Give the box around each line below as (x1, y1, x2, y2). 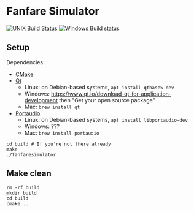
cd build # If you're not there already (6, 141, 112, 147)
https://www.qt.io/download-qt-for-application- (51, 90, 172, 97)
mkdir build (6, 190, 37, 196)
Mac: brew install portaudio (24, 129, 99, 136)
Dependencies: (6, 58, 45, 66)
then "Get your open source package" (59, 96, 155, 104)
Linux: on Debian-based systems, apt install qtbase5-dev (24, 83, 174, 91)
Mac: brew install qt (24, 103, 80, 110)
